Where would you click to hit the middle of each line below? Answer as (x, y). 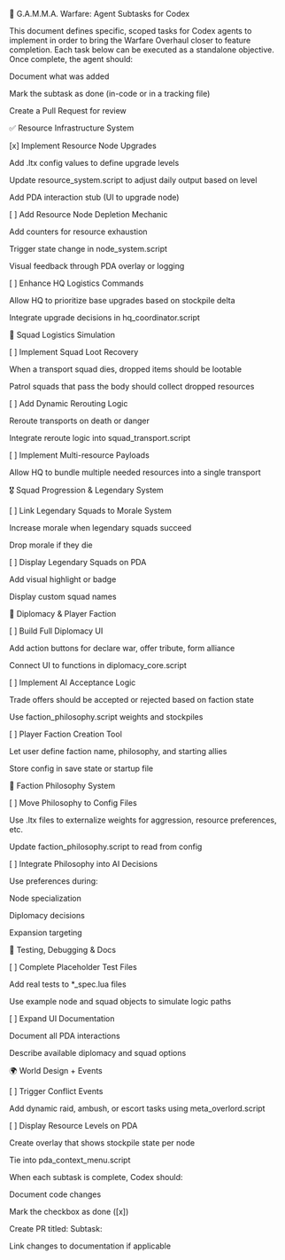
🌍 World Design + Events (56, 1071)
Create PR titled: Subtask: (56, 1228)
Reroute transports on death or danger (80, 421)
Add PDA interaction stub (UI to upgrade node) (94, 197)
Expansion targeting (46, 933)
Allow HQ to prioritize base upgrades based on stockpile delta (123, 300)
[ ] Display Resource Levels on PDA (73, 1126)
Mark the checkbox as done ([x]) (69, 1212)
